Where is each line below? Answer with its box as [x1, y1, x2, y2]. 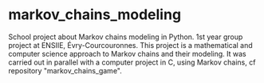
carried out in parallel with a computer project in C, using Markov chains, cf [8, 57, 256, 67]
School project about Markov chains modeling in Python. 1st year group [8, 32, 243, 41]
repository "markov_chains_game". [8, 65, 122, 75]
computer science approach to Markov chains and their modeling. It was [8, 49, 246, 58]
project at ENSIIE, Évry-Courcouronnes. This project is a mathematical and [8, 40, 253, 49]
